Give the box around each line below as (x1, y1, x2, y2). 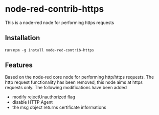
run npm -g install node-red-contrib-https (5, 46, 94, 52)
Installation (5, 34, 40, 42)
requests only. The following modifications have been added (5, 84, 127, 90)
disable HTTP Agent (12, 99, 53, 105)
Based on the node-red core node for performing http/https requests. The (5, 74, 154, 80)
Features (5, 61, 33, 69)
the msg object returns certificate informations (12, 104, 107, 110)
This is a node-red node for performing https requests (5, 20, 114, 25)
